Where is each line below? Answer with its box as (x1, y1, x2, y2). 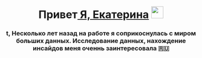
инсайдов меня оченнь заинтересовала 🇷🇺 (32, 44, 170, 53)
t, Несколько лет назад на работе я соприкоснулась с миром (6, 29, 196, 38)
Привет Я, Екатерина (38, 8, 149, 22)
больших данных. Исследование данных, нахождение (16, 36, 186, 45)
